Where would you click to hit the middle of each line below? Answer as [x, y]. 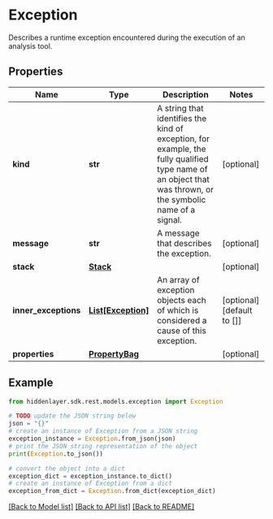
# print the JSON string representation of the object [103, 446]
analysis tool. [30, 45]
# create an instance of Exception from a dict [91, 484]
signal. [170, 219]
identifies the [182, 118]
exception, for [183, 138]
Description [185, 94]
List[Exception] [119, 310]
